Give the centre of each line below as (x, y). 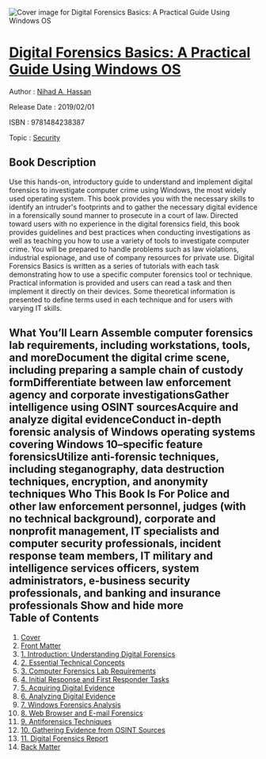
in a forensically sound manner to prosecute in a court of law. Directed (123, 215)
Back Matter (40, 746)
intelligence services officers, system (104, 568)
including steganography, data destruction (117, 469)
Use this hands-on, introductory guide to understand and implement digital (131, 182)
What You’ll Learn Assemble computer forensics (131, 333)
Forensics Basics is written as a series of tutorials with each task (114, 266)
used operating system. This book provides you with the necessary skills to (132, 198)
